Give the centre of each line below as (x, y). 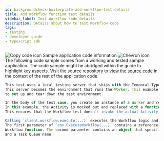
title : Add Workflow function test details (50, 14)
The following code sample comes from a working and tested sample (74, 60)
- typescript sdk (23, 41)
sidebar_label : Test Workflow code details (50, 19)
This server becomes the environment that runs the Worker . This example (82, 89)
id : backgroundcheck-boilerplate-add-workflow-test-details (68, 10)
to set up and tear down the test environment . (54, 94)
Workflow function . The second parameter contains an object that (74, 130)
